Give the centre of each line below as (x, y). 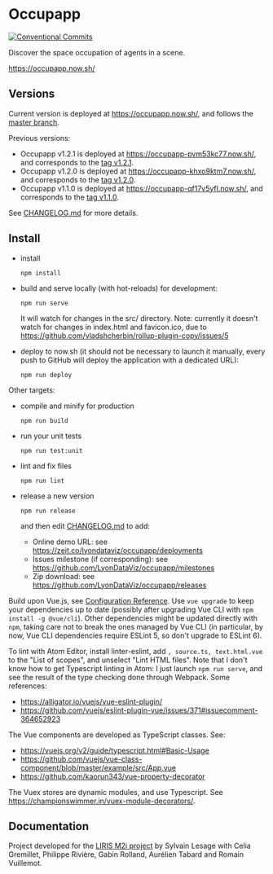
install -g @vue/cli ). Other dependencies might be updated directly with (133, 618)
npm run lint (42, 481)
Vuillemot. (25, 863)
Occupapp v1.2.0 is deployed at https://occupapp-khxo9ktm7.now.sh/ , (138, 171)
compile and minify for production (77, 406)
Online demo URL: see (70, 542)
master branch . (34, 122)
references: (28, 686)
